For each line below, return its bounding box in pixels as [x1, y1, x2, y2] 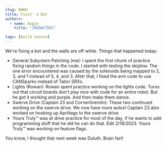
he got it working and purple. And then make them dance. [12, 94, 130, 100]
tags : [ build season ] [5, 35, 50, 39]
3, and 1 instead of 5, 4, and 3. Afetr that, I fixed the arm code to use [12, 73, 152, 79]
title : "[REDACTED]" [14, 26, 56, 31]
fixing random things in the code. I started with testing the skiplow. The [12, 63, 158, 69]
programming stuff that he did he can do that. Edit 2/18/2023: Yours [12, 120, 151, 126]
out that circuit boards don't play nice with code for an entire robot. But [12, 89, 158, 95]
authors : [5, 16, 23, 21]
